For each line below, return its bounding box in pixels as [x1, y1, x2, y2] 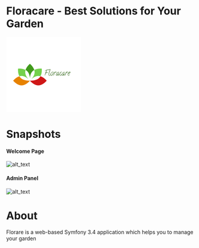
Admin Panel [6, 174, 39, 182]
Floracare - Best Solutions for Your [6, 4, 181, 18]
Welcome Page [6, 147, 45, 155]
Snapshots [6, 128, 61, 141]
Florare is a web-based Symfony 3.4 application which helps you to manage [6, 229, 194, 236]
